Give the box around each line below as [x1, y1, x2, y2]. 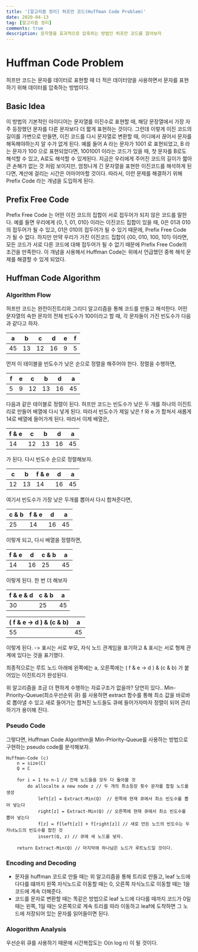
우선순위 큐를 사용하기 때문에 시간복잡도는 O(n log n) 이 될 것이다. [6, 940, 158, 947]
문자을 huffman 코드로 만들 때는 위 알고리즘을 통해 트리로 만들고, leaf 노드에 [14, 873, 191, 880]
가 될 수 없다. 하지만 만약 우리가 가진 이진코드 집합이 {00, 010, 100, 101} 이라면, [6, 233, 189, 241]
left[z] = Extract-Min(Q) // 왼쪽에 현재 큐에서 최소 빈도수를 [37, 796, 182, 802]
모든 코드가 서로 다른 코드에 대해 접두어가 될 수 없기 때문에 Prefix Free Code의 [6, 241, 187, 248]
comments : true [6, 25, 44, 31]
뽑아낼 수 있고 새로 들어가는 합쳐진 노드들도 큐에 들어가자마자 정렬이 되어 [12, 699, 180, 706]
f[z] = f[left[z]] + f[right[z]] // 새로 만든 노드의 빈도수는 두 [37, 821, 190, 827]
